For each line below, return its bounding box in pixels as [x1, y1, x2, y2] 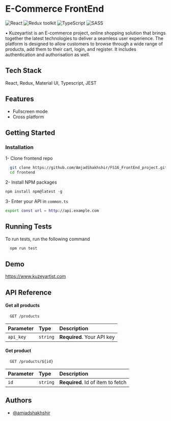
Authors [5, 396, 32, 405]
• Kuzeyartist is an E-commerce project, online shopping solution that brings [5, 30, 166, 36]
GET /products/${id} [10, 359, 53, 364]
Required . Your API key [59, 333, 115, 340]
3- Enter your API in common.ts [5, 198, 69, 204]
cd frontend [10, 170, 36, 175]
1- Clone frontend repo [5, 155, 53, 161]
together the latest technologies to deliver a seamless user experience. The [5, 35, 164, 41]
